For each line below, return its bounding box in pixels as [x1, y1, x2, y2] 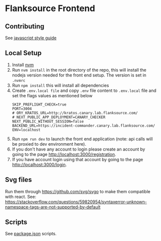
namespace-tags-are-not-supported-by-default [5, 204, 101, 210]
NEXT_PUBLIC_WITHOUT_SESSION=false [12, 119, 84, 124]
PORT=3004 [12, 106, 32, 111]
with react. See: [5, 194, 36, 199]
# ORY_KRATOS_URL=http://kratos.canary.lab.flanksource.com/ [12, 110, 138, 115]
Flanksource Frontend [5, 3, 95, 14]
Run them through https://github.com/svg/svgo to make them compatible [5, 188, 151, 194]
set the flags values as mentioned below [12, 92, 93, 98]
